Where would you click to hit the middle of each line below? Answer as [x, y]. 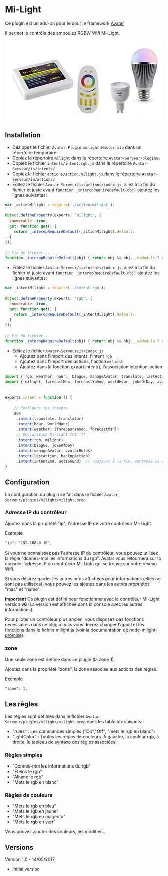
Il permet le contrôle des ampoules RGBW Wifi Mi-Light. [63, 33]
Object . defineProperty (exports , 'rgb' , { [49, 299]
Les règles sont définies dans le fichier [45, 716]
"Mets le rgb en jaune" [35, 811]
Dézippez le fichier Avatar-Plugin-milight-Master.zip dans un [77, 147]
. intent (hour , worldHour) [43, 424]
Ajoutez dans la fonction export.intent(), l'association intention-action [91, 366]
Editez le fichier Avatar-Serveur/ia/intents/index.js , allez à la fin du [84, 268]
